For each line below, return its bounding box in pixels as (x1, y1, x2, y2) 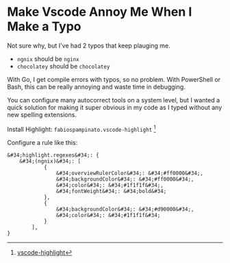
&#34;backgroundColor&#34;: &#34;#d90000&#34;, (55, 205, 194, 213)
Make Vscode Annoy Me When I (7, 4, 192, 20)
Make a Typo (7, 19, 81, 34)
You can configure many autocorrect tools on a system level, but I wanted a (7, 95, 220, 104)
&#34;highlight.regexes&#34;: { (7, 152, 99, 159)
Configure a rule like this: (7, 138, 78, 146)
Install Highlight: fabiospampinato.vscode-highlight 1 (7, 124, 156, 133)
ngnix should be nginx (16, 54, 80, 62)
